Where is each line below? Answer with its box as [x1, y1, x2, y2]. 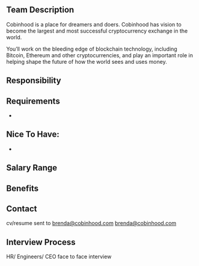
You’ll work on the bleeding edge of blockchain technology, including [6, 45, 177, 52]
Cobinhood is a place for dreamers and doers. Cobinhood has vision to [6, 20, 182, 28]
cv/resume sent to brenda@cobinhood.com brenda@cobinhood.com [6, 220, 177, 227]
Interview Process [6, 237, 76, 247]
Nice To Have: [6, 129, 60, 140]
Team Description [6, 5, 75, 15]
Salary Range [6, 162, 58, 173]
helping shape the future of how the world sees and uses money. [6, 58, 167, 65]
